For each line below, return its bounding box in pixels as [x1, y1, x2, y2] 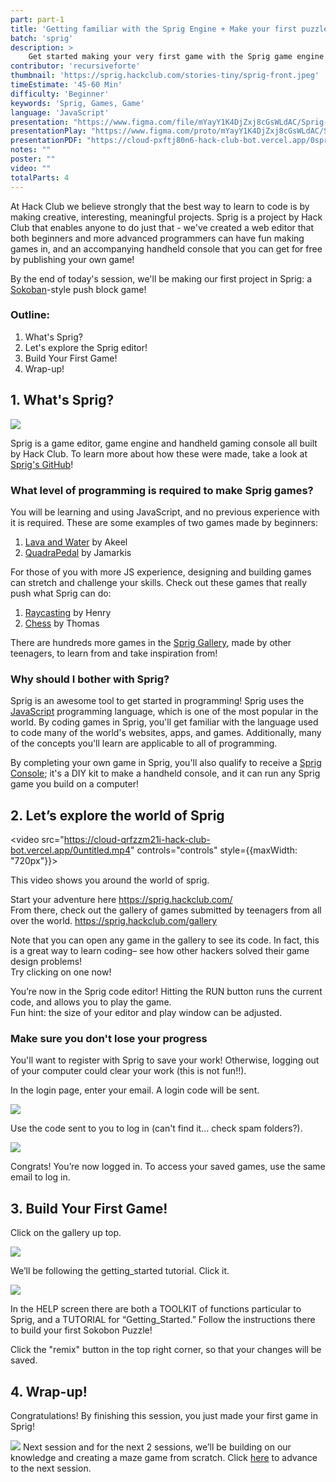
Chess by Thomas [24, 617, 100, 629]
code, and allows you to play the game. [10, 996, 172, 1008]
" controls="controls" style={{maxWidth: [129, 844, 298, 856]
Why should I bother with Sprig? [10, 672, 170, 686]
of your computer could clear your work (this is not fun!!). [10, 1065, 247, 1077]
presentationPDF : [10, 136, 83, 146]
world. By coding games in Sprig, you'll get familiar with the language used [10, 716, 319, 728]
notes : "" [10, 145, 52, 155]
